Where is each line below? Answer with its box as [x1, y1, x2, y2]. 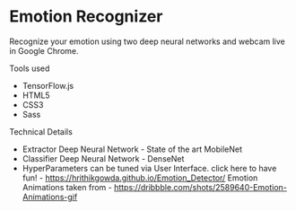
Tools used [9, 63, 50, 74]
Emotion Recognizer [9, 6, 163, 27]
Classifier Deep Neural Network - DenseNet [22, 153, 185, 163]
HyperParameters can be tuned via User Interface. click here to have [22, 163, 277, 173]
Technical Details [9, 126, 74, 136]
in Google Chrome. [9, 45, 79, 56]
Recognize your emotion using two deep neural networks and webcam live [9, 36, 285, 47]
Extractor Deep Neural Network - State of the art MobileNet [22, 144, 243, 154]
